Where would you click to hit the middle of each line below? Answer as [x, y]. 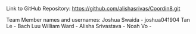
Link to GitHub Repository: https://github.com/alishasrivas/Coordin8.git [93, 8]
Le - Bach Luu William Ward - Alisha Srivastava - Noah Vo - [79, 26]
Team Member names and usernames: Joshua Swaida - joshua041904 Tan [98, 20]
